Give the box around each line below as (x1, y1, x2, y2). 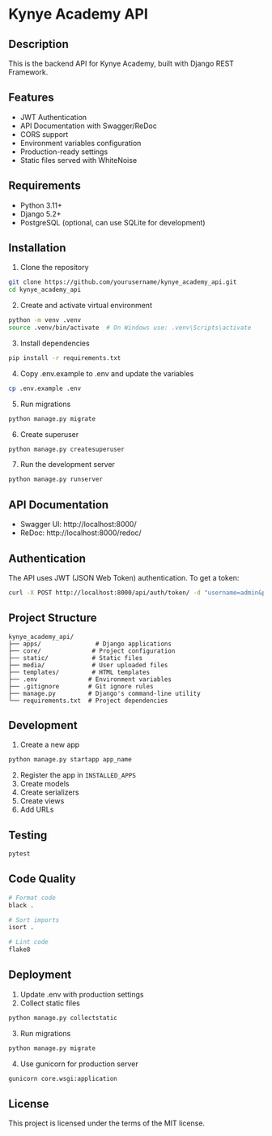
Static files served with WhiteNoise (19, 155, 138, 165)
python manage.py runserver (8, 475, 104, 483)
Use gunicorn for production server (19, 1059, 139, 1069)
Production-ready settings (19, 147, 108, 156)
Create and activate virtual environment (19, 301, 152, 311)
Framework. (8, 67, 49, 77)
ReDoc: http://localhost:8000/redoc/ (19, 528, 142, 538)
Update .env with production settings (19, 989, 144, 999)
